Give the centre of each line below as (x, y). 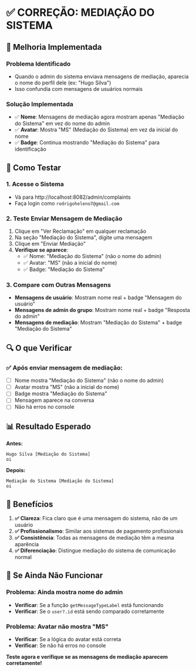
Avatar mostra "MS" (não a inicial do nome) (67, 387)
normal (23, 557)
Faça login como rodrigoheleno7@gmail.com (67, 203)
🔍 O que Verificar (39, 348)
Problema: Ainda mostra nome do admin (65, 592)
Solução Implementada (40, 104)
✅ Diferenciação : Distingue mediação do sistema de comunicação (95, 551)
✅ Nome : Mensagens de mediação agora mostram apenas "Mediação (99, 117)
